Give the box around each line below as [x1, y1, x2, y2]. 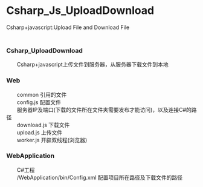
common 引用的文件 [16, 91, 67, 98]
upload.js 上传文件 [16, 128, 62, 136]
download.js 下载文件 [16, 121, 70, 128]
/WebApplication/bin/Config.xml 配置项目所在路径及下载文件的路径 [16, 174, 183, 181]
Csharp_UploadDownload [6, 46, 83, 54]
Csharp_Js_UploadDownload [6, 4, 155, 18]
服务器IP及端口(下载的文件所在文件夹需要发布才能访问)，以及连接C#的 [16, 106, 192, 113]
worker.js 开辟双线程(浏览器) [16, 136, 88, 143]
